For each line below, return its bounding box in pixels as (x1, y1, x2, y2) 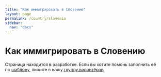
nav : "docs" (9, 25, 34, 30)
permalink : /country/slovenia (5, 16, 66, 21)
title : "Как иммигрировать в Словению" (5, 7, 86, 12)
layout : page (5, 12, 32, 16)
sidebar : (5, 20, 23, 26)
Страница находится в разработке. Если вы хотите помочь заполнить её (5, 62, 156, 67)
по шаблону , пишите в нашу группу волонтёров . (5, 67, 105, 73)
